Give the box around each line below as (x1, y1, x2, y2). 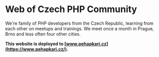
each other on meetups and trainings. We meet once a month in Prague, (5, 25, 154, 31)
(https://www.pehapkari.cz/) (5, 46, 67, 52)
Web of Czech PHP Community (5, 4, 137, 15)
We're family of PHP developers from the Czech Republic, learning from (5, 20, 154, 26)
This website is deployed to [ (5, 40, 67, 46)
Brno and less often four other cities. (5, 31, 81, 37)
